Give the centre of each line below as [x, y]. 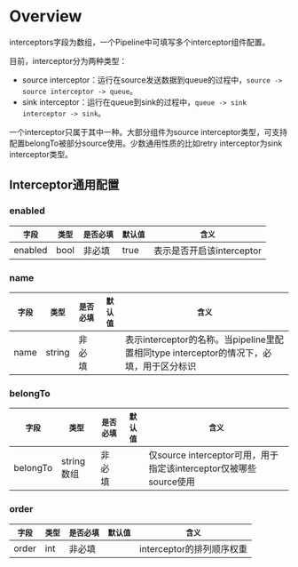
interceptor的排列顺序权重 [193, 548]
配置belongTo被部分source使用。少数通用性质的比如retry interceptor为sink [146, 143]
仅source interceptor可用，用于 [214, 455]
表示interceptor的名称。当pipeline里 [200, 339]
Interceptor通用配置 [64, 185]
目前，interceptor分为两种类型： [68, 60]
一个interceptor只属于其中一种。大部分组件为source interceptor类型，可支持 [149, 132]
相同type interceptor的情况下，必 [203, 353]
